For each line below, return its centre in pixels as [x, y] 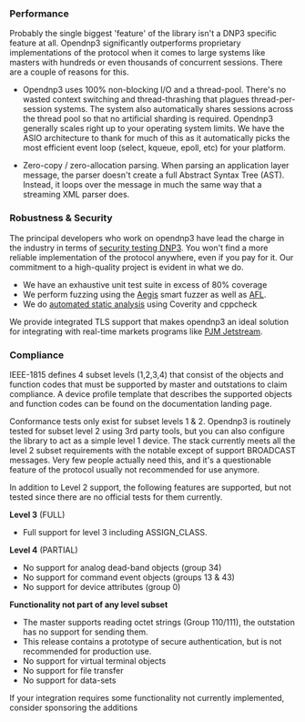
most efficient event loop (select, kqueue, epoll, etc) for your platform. [154, 147]
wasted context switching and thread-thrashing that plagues [136, 99]
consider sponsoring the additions [74, 707]
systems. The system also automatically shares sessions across [174, 109]
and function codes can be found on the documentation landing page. [141, 403]
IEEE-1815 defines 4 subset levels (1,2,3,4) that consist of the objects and [147, 374]
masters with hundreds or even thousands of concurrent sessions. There [146, 63]
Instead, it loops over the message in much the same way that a [142, 185]
